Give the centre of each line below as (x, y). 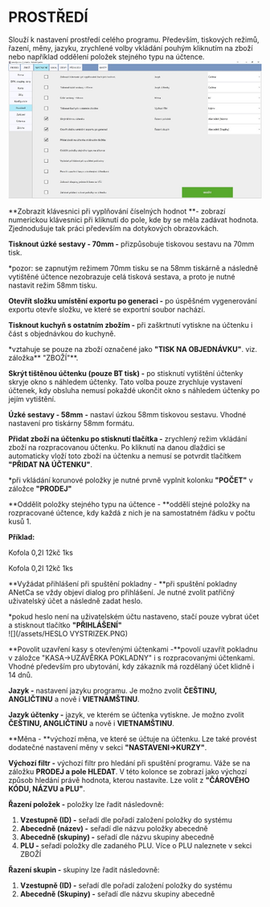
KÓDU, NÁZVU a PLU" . (47, 789)
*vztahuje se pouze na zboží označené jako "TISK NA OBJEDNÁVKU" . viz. (133, 349)
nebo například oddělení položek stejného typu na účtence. (106, 56)
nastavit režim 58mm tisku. (53, 285)
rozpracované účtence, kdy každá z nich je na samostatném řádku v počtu (132, 512)
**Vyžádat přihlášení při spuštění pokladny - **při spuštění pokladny (123, 583)
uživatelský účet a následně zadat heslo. (76, 601)
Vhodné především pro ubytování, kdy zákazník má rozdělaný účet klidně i (131, 666)
